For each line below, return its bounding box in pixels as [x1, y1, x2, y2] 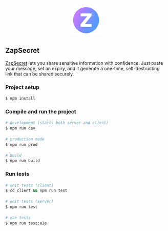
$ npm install [5, 96, 36, 101]
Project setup [5, 84, 39, 91]
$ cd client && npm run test [5, 188, 68, 194]
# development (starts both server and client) [5, 120, 109, 126]
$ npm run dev [5, 126, 36, 131]
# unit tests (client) [5, 183, 54, 188]
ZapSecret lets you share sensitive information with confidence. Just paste [5, 60, 163, 66]
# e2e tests [5, 215, 31, 220]
